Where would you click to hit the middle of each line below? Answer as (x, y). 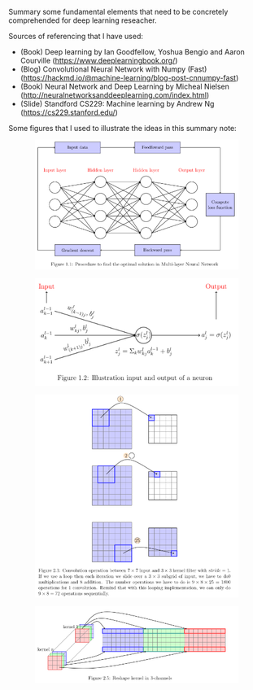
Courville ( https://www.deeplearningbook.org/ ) (99, 61)
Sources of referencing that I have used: (76, 36)
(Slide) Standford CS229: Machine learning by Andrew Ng (117, 104)
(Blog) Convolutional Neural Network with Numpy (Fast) (113, 69)
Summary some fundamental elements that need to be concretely (118, 12)
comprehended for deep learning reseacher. (83, 20)
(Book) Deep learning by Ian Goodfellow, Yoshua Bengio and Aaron (133, 52)
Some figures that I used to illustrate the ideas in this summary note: (123, 128)
